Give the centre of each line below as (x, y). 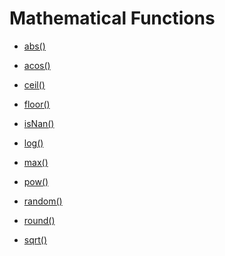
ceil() (34, 84)
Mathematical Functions (112, 18)
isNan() (39, 123)
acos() (37, 65)
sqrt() (35, 239)
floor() (37, 104)
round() (39, 220)
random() (43, 201)
